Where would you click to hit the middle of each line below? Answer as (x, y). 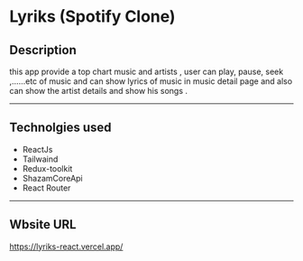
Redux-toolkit (47, 168)
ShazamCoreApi (52, 178)
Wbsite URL (43, 224)
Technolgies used (60, 128)
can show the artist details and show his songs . (98, 91)
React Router (46, 188)
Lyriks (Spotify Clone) (92, 17)
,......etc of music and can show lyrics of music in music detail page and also (151, 81)
